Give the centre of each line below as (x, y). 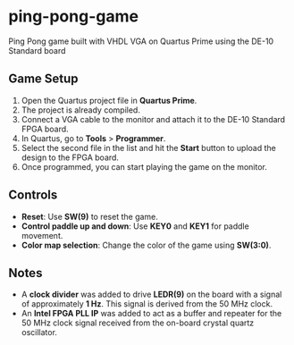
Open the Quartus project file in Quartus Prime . (109, 100)
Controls (33, 195)
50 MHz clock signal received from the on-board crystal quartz (138, 323)
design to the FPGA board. (70, 157)
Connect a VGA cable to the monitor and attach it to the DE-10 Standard (153, 119)
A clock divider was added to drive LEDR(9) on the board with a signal (151, 295)
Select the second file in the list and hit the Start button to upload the (148, 147)
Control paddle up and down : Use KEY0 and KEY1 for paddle (135, 226)
